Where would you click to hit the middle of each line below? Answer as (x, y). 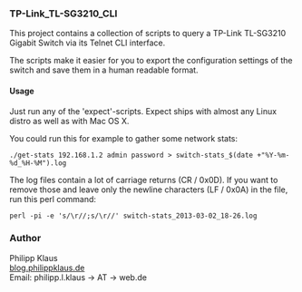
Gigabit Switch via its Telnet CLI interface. (88, 43)
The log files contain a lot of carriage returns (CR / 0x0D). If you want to (144, 180)
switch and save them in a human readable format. (104, 70)
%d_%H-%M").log (38, 163)
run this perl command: (53, 199)
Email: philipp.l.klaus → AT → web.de (78, 277)
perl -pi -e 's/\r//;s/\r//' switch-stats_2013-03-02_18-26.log (133, 216)
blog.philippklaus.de (47, 268)
